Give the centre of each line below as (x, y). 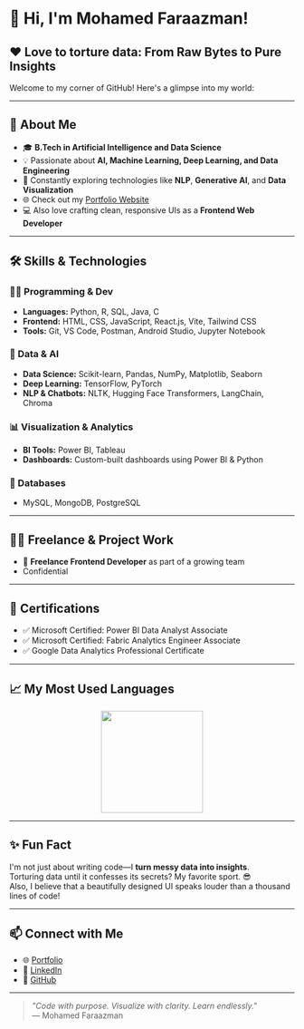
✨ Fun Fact (41, 845)
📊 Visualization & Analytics (71, 427)
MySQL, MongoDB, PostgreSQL (81, 503)
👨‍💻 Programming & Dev (62, 292)
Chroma (37, 403)
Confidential (45, 571)
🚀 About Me (43, 125)
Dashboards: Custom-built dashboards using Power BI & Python (143, 460)
